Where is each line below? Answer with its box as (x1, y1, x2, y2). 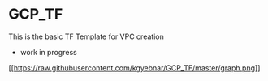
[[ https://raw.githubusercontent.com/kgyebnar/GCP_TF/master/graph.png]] (8, 62, 261, 73)
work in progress (19, 47, 77, 57)
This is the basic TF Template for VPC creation (8, 32, 164, 41)
